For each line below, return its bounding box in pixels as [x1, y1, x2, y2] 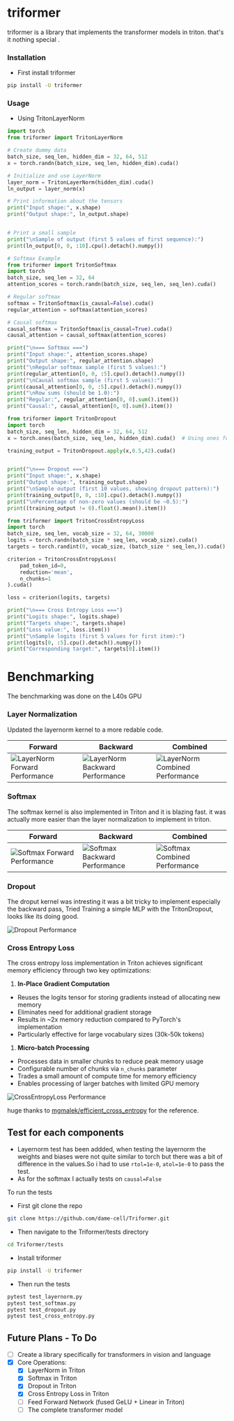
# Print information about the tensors [7, 198, 123, 205]
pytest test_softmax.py [7, 1300, 77, 1307]
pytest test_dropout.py [7, 1306, 77, 1313]
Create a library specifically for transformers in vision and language [17, 1351, 211, 1359]
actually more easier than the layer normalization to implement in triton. [7, 815, 212, 823]
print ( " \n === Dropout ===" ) [7, 466, 89, 473]
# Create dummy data [7, 147, 68, 154]
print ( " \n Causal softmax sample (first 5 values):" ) [7, 377, 164, 384]
